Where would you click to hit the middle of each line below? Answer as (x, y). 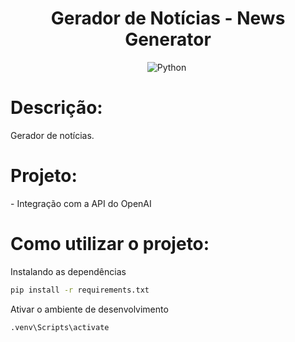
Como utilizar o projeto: (110, 244)
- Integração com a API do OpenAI (81, 203)
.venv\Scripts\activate (60, 327)
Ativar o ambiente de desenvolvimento (89, 309)
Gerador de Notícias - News (168, 18)
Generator (168, 39)
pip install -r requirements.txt (80, 290)
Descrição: (56, 108)
